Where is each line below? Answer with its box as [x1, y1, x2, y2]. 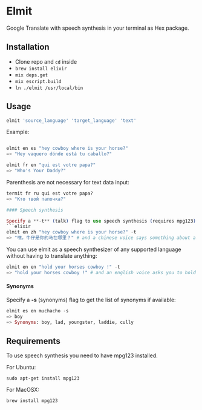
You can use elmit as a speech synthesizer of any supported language [6, 246, 181, 253]
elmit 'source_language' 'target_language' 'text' [6, 117, 137, 124]
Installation [6, 42, 50, 52]
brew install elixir [15, 66, 67, 72]
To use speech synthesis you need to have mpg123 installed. [6, 352, 158, 359]
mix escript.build [15, 78, 62, 84]
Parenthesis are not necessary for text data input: [6, 178, 130, 186]
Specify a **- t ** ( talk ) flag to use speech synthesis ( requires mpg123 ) [6, 218, 197, 224]
